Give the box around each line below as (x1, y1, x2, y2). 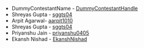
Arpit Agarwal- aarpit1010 (11, 17, 73, 24)
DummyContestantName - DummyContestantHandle (11, 5, 138, 12)
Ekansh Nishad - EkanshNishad (11, 36, 87, 42)
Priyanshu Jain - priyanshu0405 (11, 29, 89, 36)
